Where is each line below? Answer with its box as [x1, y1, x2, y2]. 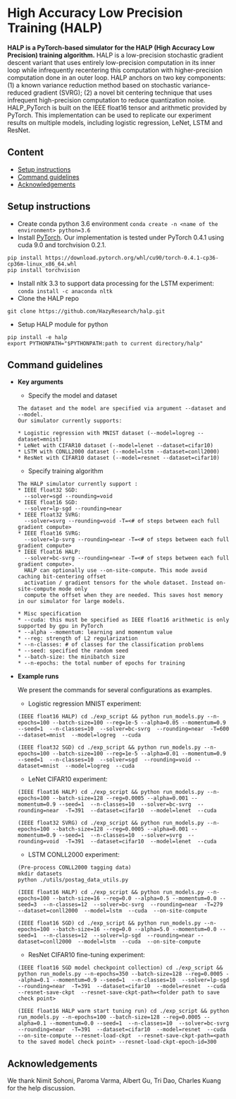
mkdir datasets [17, 870, 63, 877]
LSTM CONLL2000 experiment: [27, 850, 120, 859]
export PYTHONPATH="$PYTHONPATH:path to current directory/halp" [7, 340, 203, 347]
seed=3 [17, 901, 37, 908]
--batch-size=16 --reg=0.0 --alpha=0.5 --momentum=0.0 [52, 895, 217, 902]
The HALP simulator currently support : [17, 480, 138, 488]
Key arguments [17, 378, 63, 386]
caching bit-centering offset [17, 574, 107, 581]
